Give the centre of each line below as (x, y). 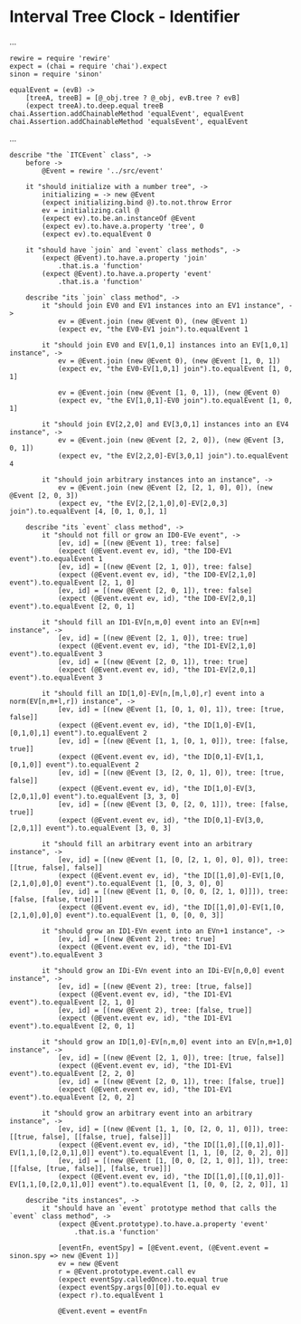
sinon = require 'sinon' (56, 74)
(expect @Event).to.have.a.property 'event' (127, 273)
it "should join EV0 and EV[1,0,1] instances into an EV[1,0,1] (165, 345)
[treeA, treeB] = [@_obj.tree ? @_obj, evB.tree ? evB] (133, 98)
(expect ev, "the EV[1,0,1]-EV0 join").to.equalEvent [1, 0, (175, 400)
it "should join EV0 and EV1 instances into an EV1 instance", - (168, 305)
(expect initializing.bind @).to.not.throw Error (137, 202)
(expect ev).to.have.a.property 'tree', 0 (123, 226)
